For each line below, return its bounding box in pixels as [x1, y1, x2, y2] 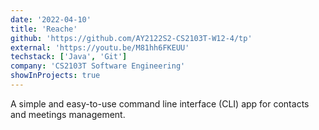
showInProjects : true [10, 71, 101, 81]
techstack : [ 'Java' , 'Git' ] [10, 52, 128, 62]
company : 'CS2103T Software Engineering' [10, 61, 186, 71]
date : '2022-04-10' [10, 14, 92, 25]
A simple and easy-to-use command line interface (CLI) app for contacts [10, 97, 310, 110]
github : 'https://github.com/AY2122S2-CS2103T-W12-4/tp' [10, 33, 253, 43]
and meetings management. [10, 108, 126, 120]
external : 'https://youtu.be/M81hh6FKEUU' [10, 42, 190, 53]
